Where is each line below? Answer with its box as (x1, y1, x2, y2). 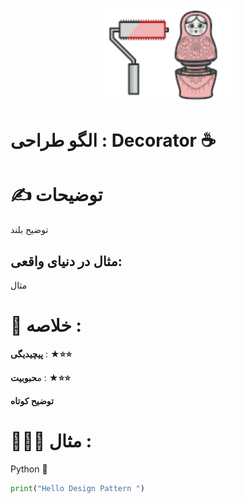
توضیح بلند (10, 224, 49, 236)
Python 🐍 (10, 463, 48, 475)
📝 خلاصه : (10, 314, 82, 337)
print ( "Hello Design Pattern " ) (10, 483, 145, 493)
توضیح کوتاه (10, 394, 54, 407)
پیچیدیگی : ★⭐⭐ (10, 348, 73, 360)
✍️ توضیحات (10, 184, 103, 207)
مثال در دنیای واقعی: (10, 253, 123, 270)
